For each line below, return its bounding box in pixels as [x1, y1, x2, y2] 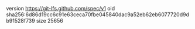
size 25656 [36, 17, 63, 24]
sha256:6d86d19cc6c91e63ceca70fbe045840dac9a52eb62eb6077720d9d [6, 11, 189, 18]
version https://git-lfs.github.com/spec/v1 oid [6, 5, 115, 12]
